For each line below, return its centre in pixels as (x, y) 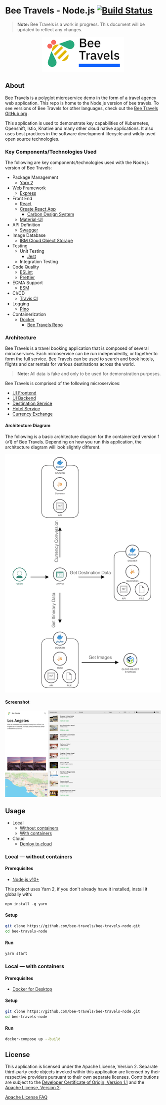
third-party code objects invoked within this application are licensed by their (83, 1072)
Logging (21, 304)
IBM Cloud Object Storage (46, 241)
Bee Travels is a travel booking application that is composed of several (77, 348)
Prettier (27, 277)
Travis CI (29, 299)
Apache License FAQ (26, 1097)
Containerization (29, 314)
